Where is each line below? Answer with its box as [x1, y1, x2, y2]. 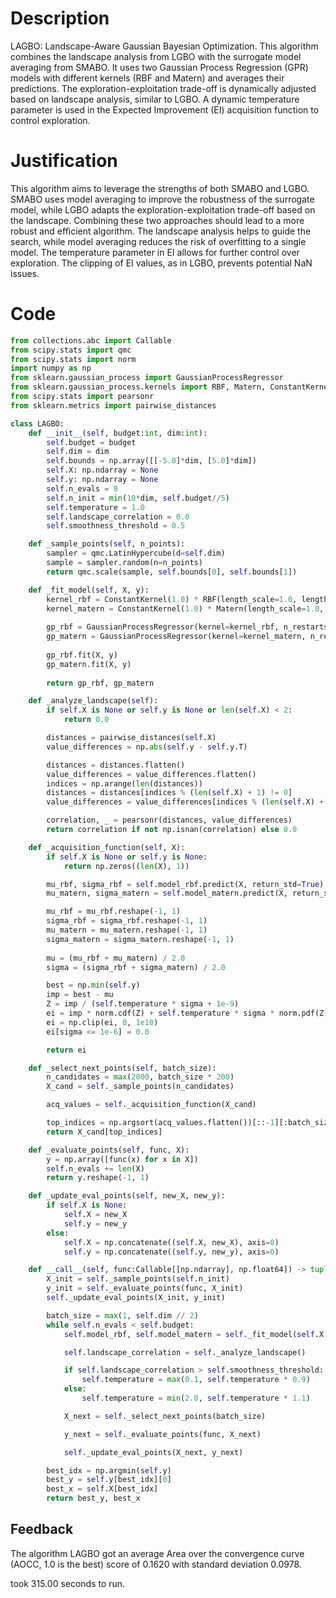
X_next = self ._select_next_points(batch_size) [63, 1411, 267, 1421]
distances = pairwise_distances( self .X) [46, 733, 217, 743]
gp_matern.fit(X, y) [46, 659, 132, 669]
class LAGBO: [10, 418, 65, 429]
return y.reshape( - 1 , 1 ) [46, 1173, 150, 1183]
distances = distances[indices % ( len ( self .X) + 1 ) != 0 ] [46, 788, 293, 798]
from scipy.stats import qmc [10, 345, 132, 355]
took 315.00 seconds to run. [10, 1577, 126, 1589]
